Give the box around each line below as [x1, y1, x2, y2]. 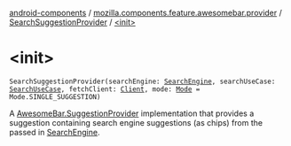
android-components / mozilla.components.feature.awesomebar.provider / [9, 8, 282, 18]
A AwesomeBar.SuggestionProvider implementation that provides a [9, 108, 255, 119]
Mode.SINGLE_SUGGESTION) [9, 92, 101, 101]
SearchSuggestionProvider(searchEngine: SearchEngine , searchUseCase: [9, 77, 276, 86]
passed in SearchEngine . [9, 127, 100, 137]
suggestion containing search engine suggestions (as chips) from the [9, 117, 263, 127]
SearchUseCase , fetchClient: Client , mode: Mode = [9, 84, 201, 94]
